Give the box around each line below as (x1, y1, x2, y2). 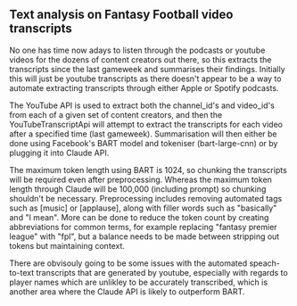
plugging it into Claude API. (9, 147, 110, 158)
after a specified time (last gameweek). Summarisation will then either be (9, 128, 278, 139)
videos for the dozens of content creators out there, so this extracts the (9, 54, 272, 65)
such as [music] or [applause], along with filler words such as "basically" (9, 203, 277, 213)
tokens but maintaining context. (9, 240, 125, 251)
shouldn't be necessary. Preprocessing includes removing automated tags (9, 193, 283, 203)
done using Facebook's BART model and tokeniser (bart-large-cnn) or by (9, 137, 278, 148)
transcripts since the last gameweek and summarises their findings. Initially (9, 63, 285, 74)
